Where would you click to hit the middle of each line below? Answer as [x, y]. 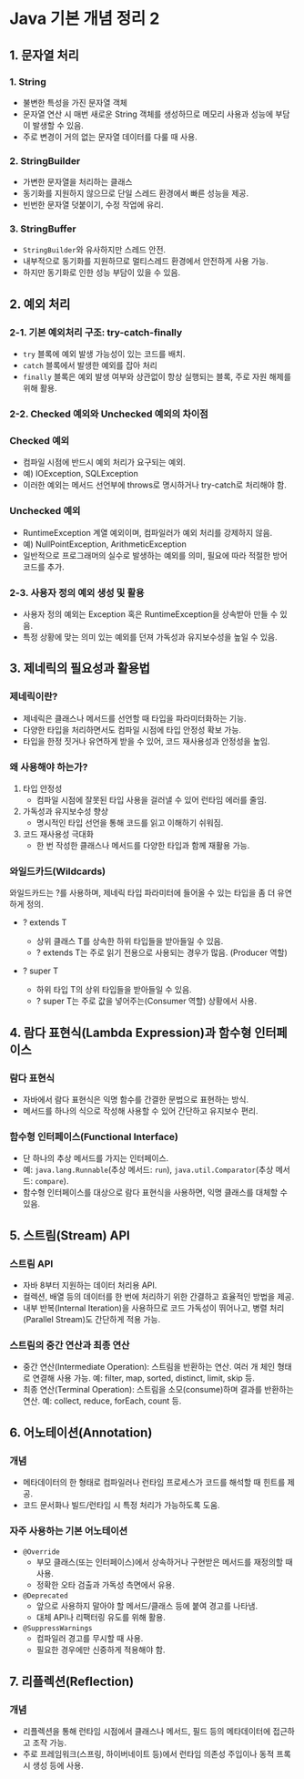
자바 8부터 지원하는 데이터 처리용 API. [90, 1285]
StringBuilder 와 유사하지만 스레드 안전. [94, 250]
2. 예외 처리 [40, 304]
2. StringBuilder [45, 160]
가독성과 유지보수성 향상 [66, 811]
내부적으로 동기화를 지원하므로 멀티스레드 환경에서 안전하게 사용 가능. [145, 262]
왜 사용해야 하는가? [49, 766]
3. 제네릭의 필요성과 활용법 [80, 668]
